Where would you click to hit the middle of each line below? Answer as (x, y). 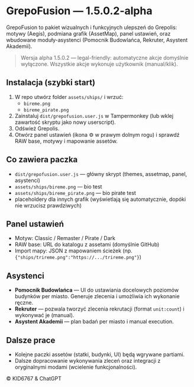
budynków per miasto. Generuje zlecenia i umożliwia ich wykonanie (97, 296)
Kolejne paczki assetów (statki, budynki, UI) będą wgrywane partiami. (100, 354)
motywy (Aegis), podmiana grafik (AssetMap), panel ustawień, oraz (88, 33)
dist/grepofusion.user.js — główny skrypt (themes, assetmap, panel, (101, 174)
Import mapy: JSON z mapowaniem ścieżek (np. (74, 251)
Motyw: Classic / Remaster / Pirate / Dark (65, 238)
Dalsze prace (31, 340)
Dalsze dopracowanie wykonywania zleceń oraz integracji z (88, 361)
